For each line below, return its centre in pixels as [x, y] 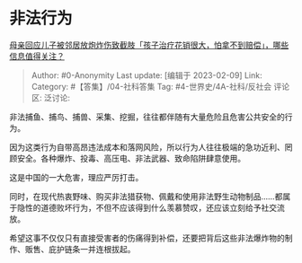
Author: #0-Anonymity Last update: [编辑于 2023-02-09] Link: [147, 75]
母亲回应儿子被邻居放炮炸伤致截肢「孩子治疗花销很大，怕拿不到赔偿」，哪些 [149, 45]
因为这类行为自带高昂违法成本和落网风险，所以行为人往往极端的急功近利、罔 [151, 147]
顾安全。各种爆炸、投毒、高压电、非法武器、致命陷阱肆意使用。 [127, 158]
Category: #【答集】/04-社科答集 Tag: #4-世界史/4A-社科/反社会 [151, 86]
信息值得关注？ [37, 56]
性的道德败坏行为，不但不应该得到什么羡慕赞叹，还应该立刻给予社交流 [155, 207]
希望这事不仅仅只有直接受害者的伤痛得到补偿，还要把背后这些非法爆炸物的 [147, 238]
